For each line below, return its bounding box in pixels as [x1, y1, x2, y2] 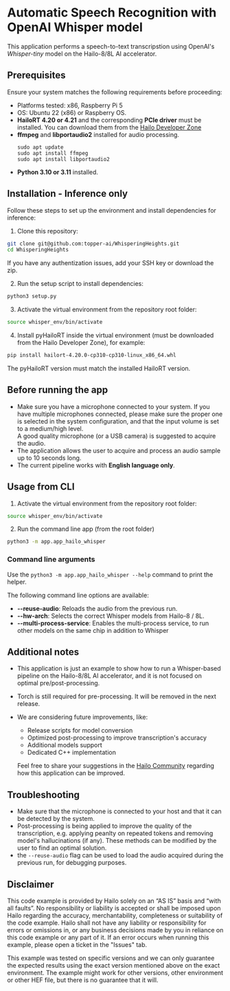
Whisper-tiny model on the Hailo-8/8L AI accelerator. [7, 50, 157, 58]
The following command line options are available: [7, 591, 149, 599]
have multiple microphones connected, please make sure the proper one [16, 410, 223, 418]
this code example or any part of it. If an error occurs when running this [7, 933, 209, 941]
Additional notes [7, 646, 80, 658]
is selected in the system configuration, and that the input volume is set [16, 417, 220, 425]
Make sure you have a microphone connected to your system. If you [16, 402, 211, 410]
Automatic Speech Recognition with [7, 5, 217, 21]
